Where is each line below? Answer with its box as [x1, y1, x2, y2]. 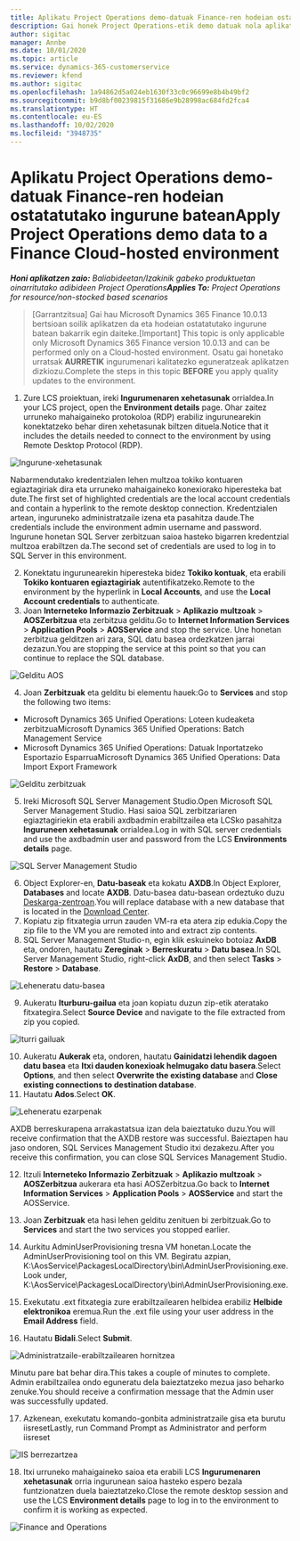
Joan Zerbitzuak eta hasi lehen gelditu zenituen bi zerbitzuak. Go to [22, 1214, 271, 1225]
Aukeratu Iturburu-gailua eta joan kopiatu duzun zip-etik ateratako [22, 997, 270, 1008]
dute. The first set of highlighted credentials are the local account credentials [10, 493, 291, 504]
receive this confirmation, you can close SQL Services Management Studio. [10, 1152, 288, 1162]
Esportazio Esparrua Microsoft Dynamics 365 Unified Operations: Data [22, 751, 280, 762]
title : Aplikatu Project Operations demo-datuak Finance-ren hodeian [10, 12, 274, 22]
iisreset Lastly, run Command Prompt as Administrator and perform [22, 1422, 267, 1433]
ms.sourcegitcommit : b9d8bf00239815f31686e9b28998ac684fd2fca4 [10, 95, 250, 105]
